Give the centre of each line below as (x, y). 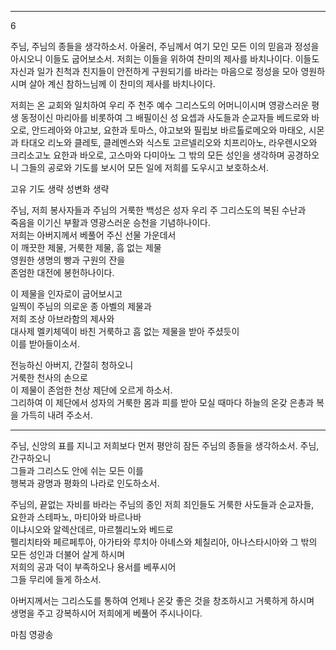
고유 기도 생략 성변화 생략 (60, 189)
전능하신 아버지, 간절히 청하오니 (72, 365)
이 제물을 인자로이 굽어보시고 (66, 294)
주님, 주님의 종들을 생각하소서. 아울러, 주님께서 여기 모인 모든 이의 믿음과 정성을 (165, 46)
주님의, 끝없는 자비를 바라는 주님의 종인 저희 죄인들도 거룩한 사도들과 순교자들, (162, 504)
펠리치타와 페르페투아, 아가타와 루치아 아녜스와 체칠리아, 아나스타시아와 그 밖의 (164, 542)
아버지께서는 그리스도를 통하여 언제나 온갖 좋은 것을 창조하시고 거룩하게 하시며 (162, 600)
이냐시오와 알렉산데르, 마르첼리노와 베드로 (92, 529)
